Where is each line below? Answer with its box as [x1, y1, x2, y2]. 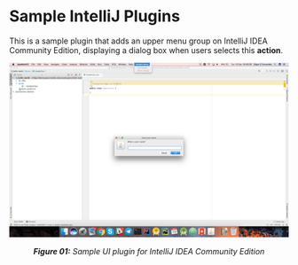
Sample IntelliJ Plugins [9, 6, 180, 27]
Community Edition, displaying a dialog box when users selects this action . [9, 44, 284, 55]
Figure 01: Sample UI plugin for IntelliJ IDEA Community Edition [33, 246, 265, 256]
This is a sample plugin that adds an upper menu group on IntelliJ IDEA [9, 35, 268, 46]
